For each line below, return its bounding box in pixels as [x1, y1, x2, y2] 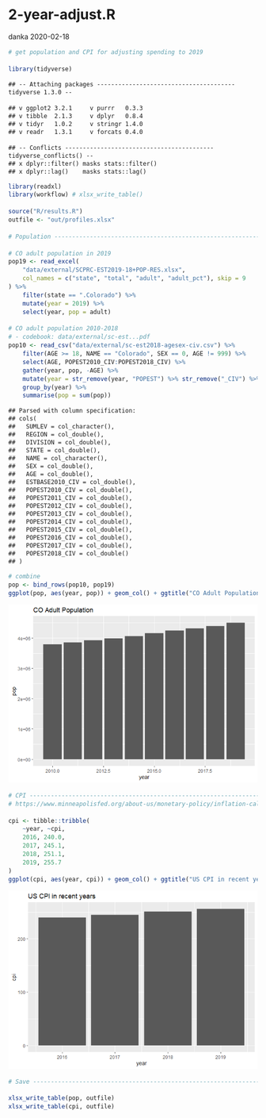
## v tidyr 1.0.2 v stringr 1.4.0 [8, 120, 144, 128]
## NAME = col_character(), [8, 455, 108, 463]
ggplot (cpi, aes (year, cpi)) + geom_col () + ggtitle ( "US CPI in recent [8, 875, 249, 883]
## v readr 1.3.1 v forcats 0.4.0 [8, 128, 144, 136]
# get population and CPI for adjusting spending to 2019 [8, 48, 203, 56]
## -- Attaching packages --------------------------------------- [8, 80, 236, 88]
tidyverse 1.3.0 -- [8, 88, 73, 96]
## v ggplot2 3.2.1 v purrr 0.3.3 [8, 104, 144, 112]
